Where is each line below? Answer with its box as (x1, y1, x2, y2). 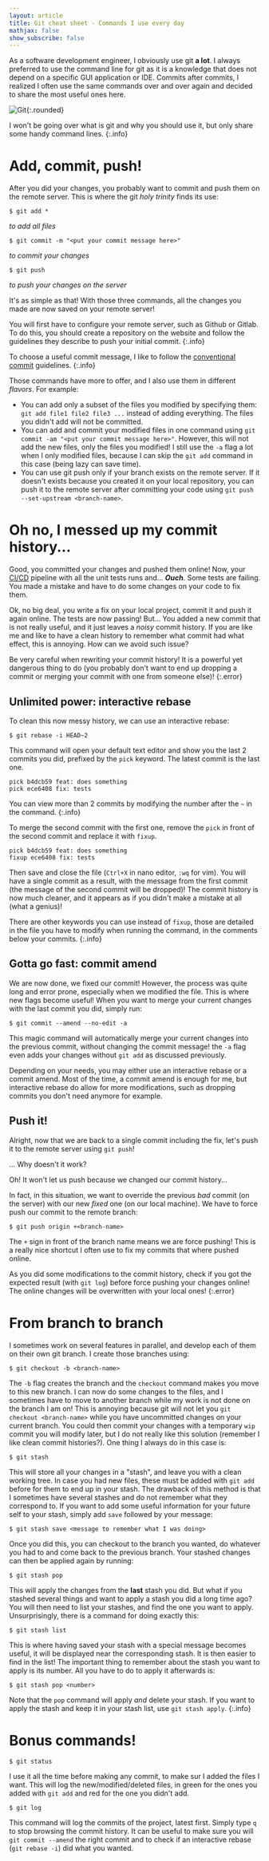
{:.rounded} (26, 105, 65, 115)
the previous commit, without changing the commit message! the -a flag (9, 1041, 247, 1051)
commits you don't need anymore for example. (9, 1091, 163, 1100)
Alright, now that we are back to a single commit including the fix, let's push (9, 1135, 259, 1145)
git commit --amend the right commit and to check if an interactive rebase (9, 1835, 252, 1844)
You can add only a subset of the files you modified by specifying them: (20, 400, 258, 409)
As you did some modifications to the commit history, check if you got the (9, 1269, 252, 1278)
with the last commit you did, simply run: (9, 1003, 143, 1013)
